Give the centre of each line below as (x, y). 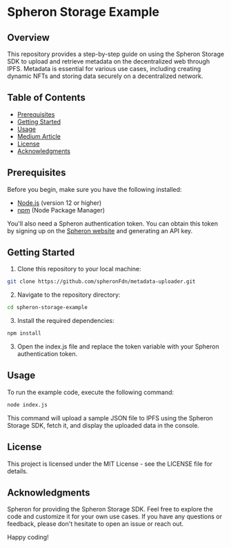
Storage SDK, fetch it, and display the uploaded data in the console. (103, 425)
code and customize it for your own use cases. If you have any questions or (115, 517)
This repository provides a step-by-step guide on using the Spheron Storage (116, 54)
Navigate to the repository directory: (69, 295)
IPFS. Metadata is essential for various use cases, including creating (104, 69)
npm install (24, 333)
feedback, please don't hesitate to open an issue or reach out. (96, 524)
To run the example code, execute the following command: (91, 392)
